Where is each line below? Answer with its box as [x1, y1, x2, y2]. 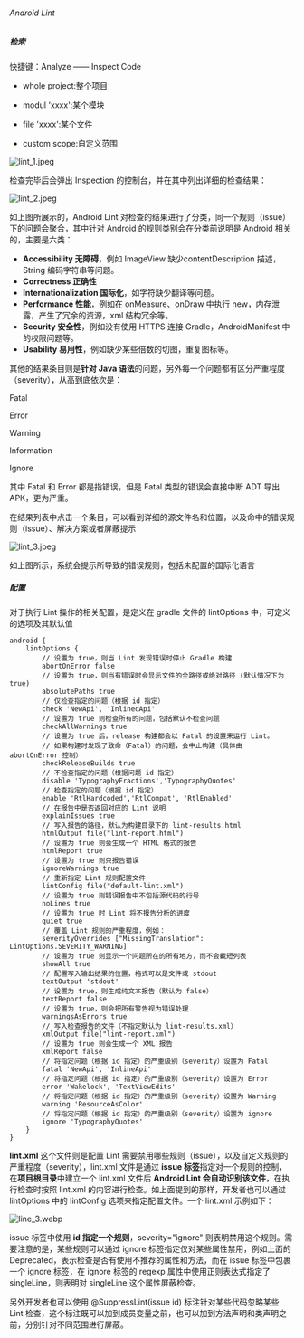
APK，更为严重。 [9, 492, 74, 503]
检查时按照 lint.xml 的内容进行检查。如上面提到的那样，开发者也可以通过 [16, 1183, 287, 1194]
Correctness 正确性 [22, 276, 97, 287]
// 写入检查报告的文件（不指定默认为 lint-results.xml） [42, 1021, 238, 1030]
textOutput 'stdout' [42, 977, 119, 986]
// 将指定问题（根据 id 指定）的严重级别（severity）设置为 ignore [42, 1109, 273, 1118]
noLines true [42, 898, 91, 908]
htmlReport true [42, 846, 103, 855]
